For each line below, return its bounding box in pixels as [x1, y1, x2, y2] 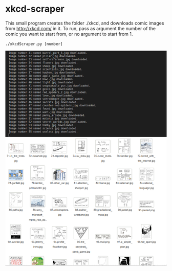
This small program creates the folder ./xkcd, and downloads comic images [5, 20, 164, 26]
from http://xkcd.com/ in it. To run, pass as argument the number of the [5, 25, 156, 31]
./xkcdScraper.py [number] [5, 41, 63, 47]
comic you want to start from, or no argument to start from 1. [5, 31, 133, 37]
